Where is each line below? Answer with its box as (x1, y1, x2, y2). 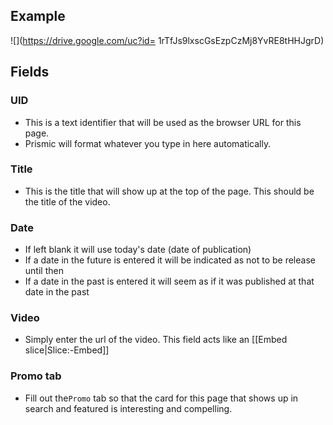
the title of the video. (24, 195, 111, 208)
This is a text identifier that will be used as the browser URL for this (24, 116, 302, 128)
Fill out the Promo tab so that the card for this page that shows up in (24, 392, 299, 404)
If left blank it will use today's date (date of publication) (24, 244, 252, 256)
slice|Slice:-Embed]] (24, 344, 110, 356)
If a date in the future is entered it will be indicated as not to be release (24, 254, 316, 266)
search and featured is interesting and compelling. (24, 402, 233, 414)
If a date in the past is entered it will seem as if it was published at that (24, 275, 315, 288)
